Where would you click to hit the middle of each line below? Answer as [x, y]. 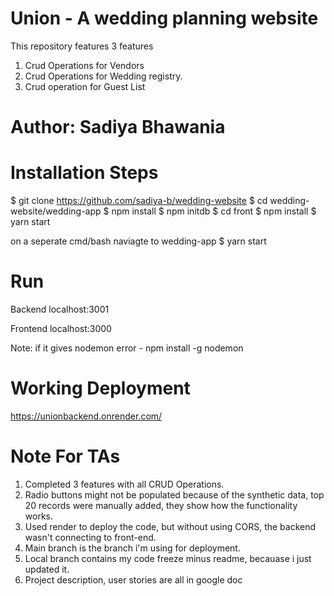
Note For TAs [65, 456]
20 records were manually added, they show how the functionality [161, 505]
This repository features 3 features [82, 46]
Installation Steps [84, 173]
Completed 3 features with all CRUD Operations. [124, 484]
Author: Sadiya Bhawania [118, 127]
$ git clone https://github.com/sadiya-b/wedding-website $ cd [139, 201]
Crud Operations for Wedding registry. [103, 76]
